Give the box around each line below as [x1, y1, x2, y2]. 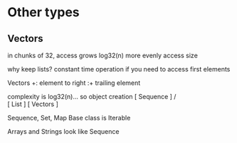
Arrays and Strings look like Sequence [7, 127, 120, 135]
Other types [7, 4, 80, 21]
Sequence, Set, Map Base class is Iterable [7, 114, 131, 122]
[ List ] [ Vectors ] [7, 100, 58, 108]
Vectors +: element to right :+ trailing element [7, 79, 141, 87]
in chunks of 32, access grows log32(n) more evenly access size [7, 51, 198, 59]
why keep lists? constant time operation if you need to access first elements [7, 65, 231, 73]
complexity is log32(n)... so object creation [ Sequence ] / [7, 93, 177, 101]
